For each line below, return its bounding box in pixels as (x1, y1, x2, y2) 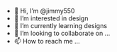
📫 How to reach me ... (13, 37, 80, 45)
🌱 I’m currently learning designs (13, 22, 108, 30)
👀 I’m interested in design (13, 14, 89, 22)
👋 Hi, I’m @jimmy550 (13, 7, 75, 15)
